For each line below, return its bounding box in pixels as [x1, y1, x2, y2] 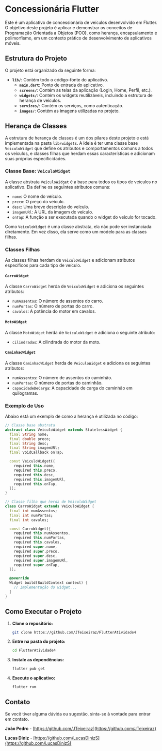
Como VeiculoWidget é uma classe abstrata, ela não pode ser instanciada [5, 223, 152, 230]
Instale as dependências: [12, 657, 64, 663]
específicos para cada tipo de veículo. [5, 262, 81, 269]
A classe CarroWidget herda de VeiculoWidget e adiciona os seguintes [5, 284, 144, 289]
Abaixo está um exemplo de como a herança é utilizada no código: [5, 413, 138, 420]
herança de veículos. [19, 97, 62, 103]
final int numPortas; [9, 513, 53, 518]
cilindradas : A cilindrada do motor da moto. [12, 339, 101, 345]
